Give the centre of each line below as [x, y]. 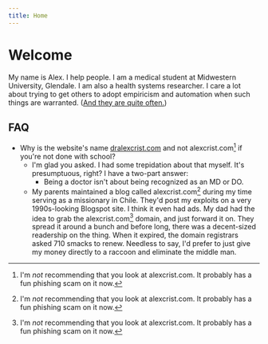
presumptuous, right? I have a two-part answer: [110, 174]
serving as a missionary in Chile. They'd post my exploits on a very [142, 200]
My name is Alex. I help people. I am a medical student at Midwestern [122, 77]
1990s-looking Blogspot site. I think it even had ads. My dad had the [143, 209]
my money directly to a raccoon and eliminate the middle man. [134, 252]
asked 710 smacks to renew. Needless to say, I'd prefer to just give [141, 244]
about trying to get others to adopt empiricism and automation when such [130, 94]
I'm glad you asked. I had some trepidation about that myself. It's [138, 165]
